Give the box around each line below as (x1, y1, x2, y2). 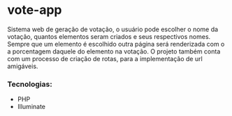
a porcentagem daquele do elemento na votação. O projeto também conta (7, 47, 221, 56)
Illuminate (17, 103, 46, 111)
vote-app (7, 2, 62, 18)
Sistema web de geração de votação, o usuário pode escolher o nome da (7, 25, 219, 33)
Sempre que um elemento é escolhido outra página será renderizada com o (7, 40, 225, 48)
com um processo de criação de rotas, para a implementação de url (7, 54, 203, 63)
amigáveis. (7, 62, 38, 70)
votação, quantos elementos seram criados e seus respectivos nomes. (7, 32, 211, 40)
